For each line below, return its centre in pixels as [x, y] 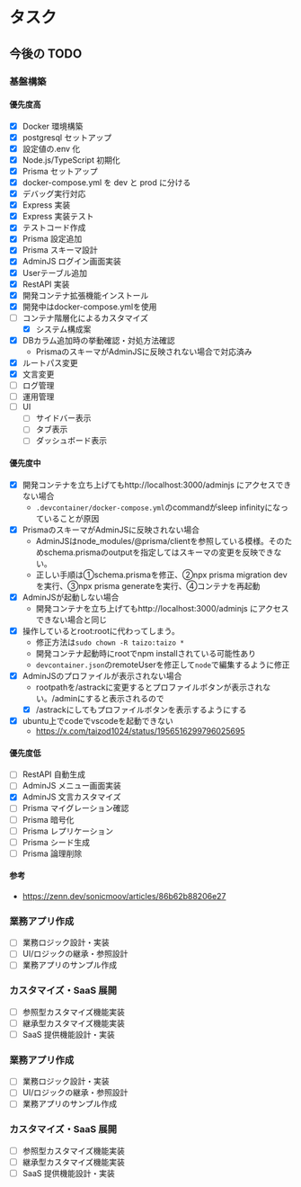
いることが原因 [71, 518]
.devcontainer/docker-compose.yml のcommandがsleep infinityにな [158, 507]
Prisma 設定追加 [52, 239]
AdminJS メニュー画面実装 [71, 786]
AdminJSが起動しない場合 [71, 597]
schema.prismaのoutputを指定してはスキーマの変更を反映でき [159, 552]
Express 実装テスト [58, 217]
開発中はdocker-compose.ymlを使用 [89, 307]
